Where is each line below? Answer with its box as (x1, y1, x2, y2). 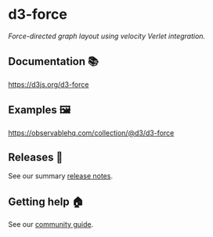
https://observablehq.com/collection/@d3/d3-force (8, 127, 175, 138)
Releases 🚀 (8, 150, 63, 163)
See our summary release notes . (8, 171, 114, 181)
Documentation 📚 (8, 55, 99, 68)
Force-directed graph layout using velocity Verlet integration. (8, 31, 206, 41)
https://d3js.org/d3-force (8, 80, 89, 89)
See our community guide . (8, 220, 94, 229)
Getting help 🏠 (8, 195, 84, 208)
